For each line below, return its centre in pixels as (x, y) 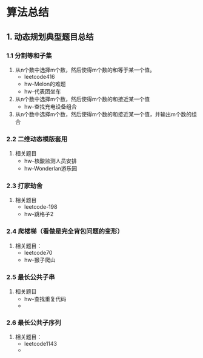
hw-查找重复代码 (45, 299)
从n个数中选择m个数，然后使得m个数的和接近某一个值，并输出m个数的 (103, 114)
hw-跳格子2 (39, 214)
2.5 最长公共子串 (31, 277)
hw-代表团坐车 (42, 91)
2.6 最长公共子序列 (34, 322)
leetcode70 (38, 252)
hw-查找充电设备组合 (50, 106)
